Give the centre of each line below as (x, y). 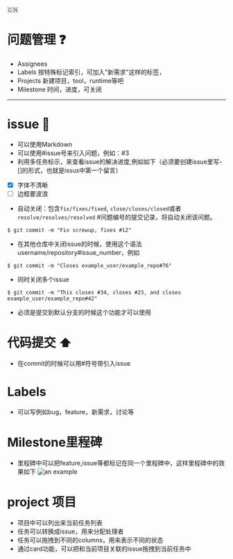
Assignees (32, 64)
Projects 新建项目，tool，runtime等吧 (70, 80)
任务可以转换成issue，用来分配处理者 (70, 531)
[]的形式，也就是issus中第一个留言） (69, 170)
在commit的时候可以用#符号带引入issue (74, 363)
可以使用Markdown (45, 144)
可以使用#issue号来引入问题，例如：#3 (73, 153)
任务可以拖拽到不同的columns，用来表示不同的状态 (90, 540)
